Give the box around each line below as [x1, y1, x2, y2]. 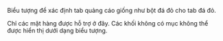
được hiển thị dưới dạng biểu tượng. [7, 27, 108, 34]
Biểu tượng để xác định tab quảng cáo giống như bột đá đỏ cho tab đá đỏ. [7, 7, 216, 14]
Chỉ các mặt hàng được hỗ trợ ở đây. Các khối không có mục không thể [7, 19, 209, 27]
